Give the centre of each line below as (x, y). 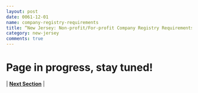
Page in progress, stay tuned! (80, 68)
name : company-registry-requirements (52, 22)
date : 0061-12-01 (27, 17)
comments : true (25, 39)
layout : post (22, 11)
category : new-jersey (33, 33)
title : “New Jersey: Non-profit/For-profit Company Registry (83, 28)
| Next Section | (26, 84)
